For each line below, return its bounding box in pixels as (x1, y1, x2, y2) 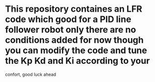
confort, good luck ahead (5, 71, 56, 77)
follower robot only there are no (5, 24, 136, 35)
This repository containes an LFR (5, 3, 142, 15)
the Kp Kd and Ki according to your (5, 55, 150, 66)
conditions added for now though (5, 35, 144, 46)
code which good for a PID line (5, 14, 131, 25)
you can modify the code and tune (5, 45, 147, 56)
